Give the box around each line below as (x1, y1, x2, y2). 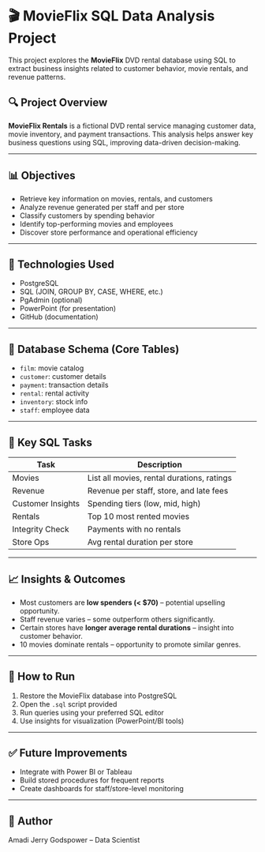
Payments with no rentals (87, 524, 181, 535)
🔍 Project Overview (8, 96, 108, 110)
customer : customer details (19, 372, 106, 381)
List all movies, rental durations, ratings (87, 472, 233, 483)
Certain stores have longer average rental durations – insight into (19, 622, 234, 632)
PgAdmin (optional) (19, 295, 83, 305)
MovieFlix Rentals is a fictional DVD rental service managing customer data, (8, 121, 256, 130)
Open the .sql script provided (19, 699, 118, 708)
